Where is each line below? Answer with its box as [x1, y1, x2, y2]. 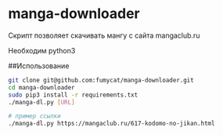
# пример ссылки [8, 112, 61, 120]
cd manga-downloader [8, 83, 76, 91]
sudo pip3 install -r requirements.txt [8, 91, 138, 99]
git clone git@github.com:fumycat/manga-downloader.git [8, 76, 194, 84]
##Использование [8, 60, 70, 71]
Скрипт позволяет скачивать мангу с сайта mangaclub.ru [8, 31, 200, 40]
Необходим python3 [8, 46, 76, 55]
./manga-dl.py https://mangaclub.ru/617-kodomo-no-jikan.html [8, 119, 215, 128]
